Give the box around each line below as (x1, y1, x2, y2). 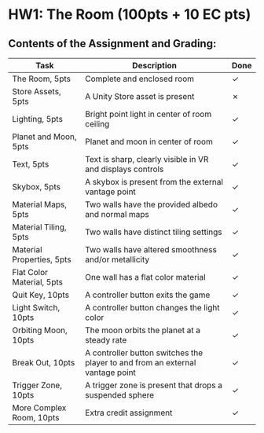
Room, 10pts (12, 413, 60, 423)
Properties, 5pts (12, 254, 72, 265)
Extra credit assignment (85, 407, 173, 418)
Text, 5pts (12, 159, 49, 170)
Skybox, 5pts (12, 182, 61, 192)
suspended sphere (85, 390, 155, 400)
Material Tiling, (12, 222, 67, 233)
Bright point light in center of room (85, 108, 212, 119)
